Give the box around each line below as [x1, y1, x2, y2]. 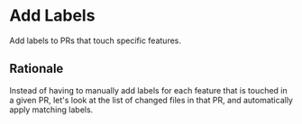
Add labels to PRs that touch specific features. [9, 35, 182, 46]
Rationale [9, 61, 64, 76]
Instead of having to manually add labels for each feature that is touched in [9, 84, 288, 95]
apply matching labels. [9, 104, 94, 115]
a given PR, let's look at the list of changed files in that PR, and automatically [9, 94, 293, 105]
